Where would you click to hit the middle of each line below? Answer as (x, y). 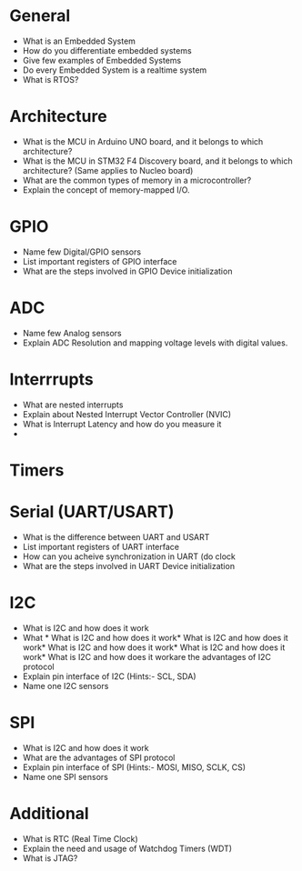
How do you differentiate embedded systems (107, 50)
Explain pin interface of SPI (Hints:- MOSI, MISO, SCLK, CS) (134, 767)
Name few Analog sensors (72, 333)
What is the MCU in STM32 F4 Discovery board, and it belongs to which (157, 161)
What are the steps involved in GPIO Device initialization (127, 271)
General (40, 16)
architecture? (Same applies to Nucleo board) (108, 170)
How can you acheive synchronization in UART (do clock (129, 556)
